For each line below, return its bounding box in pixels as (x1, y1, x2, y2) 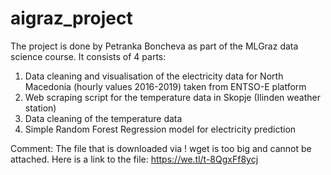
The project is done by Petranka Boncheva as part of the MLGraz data (10, 40, 299, 52)
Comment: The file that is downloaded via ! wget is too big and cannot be (10, 142, 312, 154)
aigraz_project (10, 7, 133, 30)
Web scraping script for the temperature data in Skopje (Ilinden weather (24, 91, 321, 103)
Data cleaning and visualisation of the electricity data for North (24, 70, 284, 82)
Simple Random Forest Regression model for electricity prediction (24, 123, 297, 135)
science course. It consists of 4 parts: (10, 50, 167, 62)
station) (24, 102, 57, 114)
